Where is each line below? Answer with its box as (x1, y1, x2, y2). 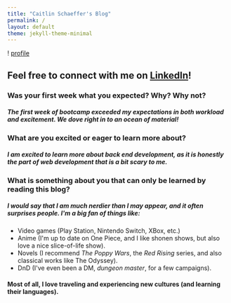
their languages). (7, 288, 59, 296)
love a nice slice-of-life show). (17, 241, 106, 250)
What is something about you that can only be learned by (7, 175, 206, 185)
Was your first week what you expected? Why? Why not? (7, 90, 206, 100)
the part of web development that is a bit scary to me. (7, 158, 168, 166)
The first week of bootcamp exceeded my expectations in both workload (7, 108, 225, 116)
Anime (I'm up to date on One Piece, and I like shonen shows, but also (17, 234, 220, 243)
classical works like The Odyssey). (17, 257, 118, 265)
